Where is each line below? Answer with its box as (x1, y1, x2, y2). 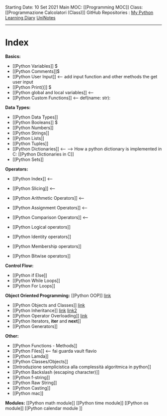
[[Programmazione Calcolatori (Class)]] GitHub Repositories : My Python (5, 9, 154, 15)
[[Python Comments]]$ (12, 68, 60, 74)
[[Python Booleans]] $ (12, 119, 58, 125)
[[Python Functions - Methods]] (12, 342, 78, 348)
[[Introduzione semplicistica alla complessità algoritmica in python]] (12, 364, 152, 370)
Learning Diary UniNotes (5, 15, 56, 20)
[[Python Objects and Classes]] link (12, 302, 85, 308)
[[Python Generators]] (12, 323, 58, 329)
